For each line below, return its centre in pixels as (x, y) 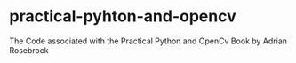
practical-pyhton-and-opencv (123, 16)
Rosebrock (29, 50)
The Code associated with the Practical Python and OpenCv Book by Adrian (148, 41)
